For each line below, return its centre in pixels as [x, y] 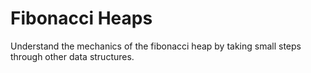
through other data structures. [72, 56]
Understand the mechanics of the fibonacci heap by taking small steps [156, 46]
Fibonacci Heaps [81, 18]
